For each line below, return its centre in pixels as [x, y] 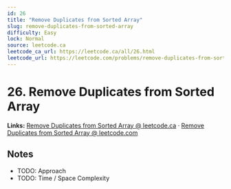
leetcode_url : [27, 58]
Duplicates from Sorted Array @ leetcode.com [73, 133]
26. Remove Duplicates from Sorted [111, 91]
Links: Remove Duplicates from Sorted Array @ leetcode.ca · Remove [106, 125]
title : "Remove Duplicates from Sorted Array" [75, 20]
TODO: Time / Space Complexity [63, 178]
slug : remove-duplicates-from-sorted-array [70, 26]
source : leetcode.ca [37, 45]
